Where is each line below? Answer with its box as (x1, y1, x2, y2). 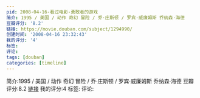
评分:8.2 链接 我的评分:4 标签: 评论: (6, 85, 94, 92)
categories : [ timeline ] (6, 60, 67, 66)
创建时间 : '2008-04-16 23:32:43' (6, 32, 88, 38)
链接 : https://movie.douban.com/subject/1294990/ (6, 26, 133, 32)
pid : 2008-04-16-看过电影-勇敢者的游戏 (6, 9, 98, 15)
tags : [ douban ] (6, 54, 45, 60)
